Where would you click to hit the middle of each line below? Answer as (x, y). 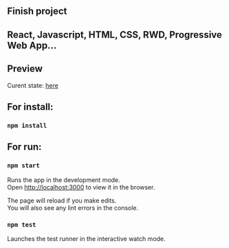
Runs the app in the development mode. (64, 180)
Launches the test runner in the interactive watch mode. (87, 238)
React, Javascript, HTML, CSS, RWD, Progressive (115, 35)
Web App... (32, 45)
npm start (23, 166)
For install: (30, 107)
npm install (27, 125)
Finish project (37, 11)
